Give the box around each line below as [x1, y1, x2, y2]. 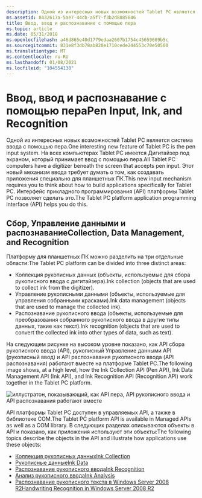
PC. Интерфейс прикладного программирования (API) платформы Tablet [6, 188, 194, 195]
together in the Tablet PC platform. [6, 379, 92, 386]
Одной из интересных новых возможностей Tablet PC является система [6, 136, 193, 144]
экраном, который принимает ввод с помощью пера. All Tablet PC [6, 156, 176, 163]
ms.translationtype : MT [6, 48, 66, 54]
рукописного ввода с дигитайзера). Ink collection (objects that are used [14, 278, 196, 285]
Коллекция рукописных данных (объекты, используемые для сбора [14, 271, 191, 278]
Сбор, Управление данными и [6, 218, 126, 228]
